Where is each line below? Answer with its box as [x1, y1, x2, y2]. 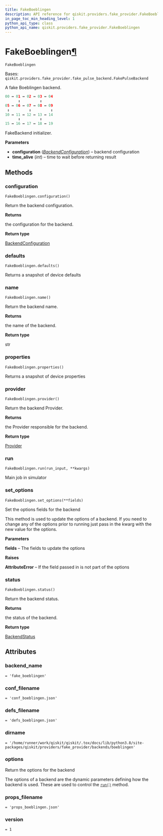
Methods [5, 168, 33, 176]
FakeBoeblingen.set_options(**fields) [5, 498, 83, 503]
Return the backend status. [5, 596, 59, 602]
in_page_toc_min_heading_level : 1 [5, 16, 75, 21]
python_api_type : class [5, 20, 53, 26]
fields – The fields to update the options [5, 545, 85, 551]
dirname [5, 729, 25, 736]
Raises [5, 554, 19, 561]
